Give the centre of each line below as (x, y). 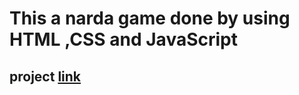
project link (45, 76)
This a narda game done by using (150, 18)
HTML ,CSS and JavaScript (123, 39)
